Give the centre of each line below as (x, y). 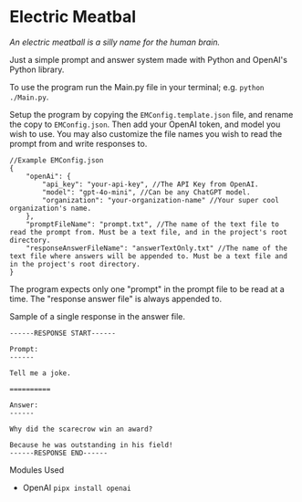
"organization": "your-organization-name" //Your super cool (161, 200)
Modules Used (37, 470)
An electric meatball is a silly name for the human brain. (115, 42)
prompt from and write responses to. (78, 143)
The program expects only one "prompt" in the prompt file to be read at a (147, 288)
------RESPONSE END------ (58, 453)
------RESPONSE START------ (63, 333)
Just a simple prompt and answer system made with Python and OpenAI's (148, 59)
